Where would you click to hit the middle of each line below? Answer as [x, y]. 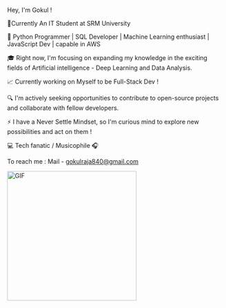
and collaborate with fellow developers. [63, 108]
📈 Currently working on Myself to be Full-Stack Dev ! [83, 81]
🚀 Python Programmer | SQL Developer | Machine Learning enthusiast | [109, 37]
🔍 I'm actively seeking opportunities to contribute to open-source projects [113, 98]
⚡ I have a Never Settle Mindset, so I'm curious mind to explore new [103, 122]
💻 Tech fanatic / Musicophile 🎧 [53, 145]
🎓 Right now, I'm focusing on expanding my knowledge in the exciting [107, 58]
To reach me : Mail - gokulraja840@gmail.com [73, 161]
